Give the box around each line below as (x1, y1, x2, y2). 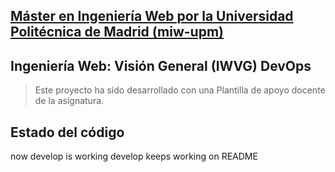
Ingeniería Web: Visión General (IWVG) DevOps (10, 57, 312, 74)
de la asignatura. (34, 95, 105, 107)
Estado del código (10, 124, 125, 141)
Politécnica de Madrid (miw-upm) (10, 24, 225, 41)
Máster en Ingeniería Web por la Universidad (10, 8, 294, 25)
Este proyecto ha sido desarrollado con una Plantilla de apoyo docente (34, 84, 326, 96)
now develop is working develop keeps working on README (10, 150, 258, 163)
